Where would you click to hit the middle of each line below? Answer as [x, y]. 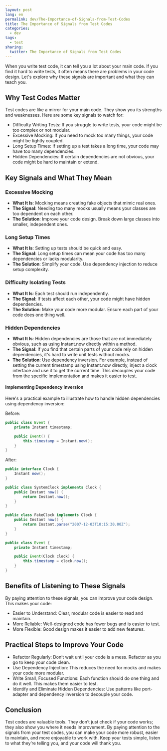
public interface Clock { [32, 469]
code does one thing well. [39, 315]
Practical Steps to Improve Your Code [64, 645]
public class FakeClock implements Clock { [51, 515]
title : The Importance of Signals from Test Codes [59, 24]
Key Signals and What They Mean [59, 178]
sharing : [14, 47]
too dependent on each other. [43, 214]
